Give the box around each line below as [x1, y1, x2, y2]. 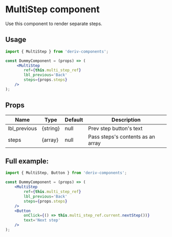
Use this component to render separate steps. [5, 20, 102, 27]
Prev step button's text [88, 124, 143, 132]
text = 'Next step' [24, 218, 60, 223]
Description [112, 116, 141, 123]
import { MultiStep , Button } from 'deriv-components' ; [5, 170, 127, 176]
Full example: [5, 157, 49, 165]
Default [64, 116, 83, 123]
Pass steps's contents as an [88, 133, 155, 140]
